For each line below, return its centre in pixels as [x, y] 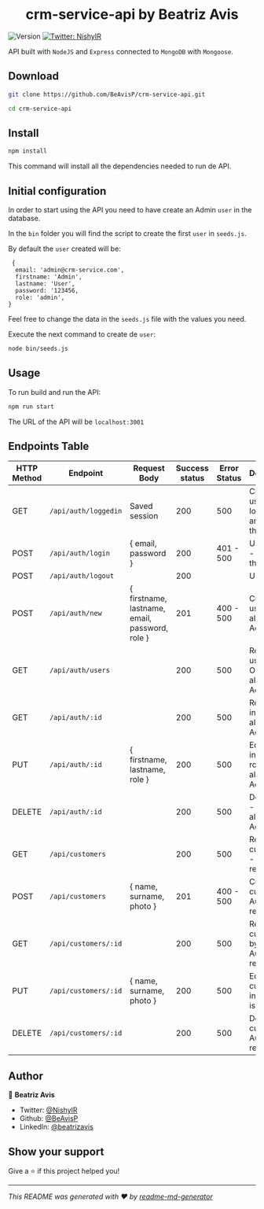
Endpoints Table [49, 446]
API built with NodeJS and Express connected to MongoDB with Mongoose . [121, 51]
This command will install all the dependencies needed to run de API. [120, 166]
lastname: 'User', [46, 284]
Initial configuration [57, 191]
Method [27, 478]
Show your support [56, 1151]
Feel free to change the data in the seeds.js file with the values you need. [127, 319]
